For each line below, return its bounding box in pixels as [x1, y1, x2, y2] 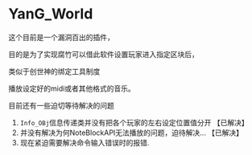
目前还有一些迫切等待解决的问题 [8, 100, 114, 110]
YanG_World [8, 5, 93, 23]
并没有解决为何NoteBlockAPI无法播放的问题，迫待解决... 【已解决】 [19, 128, 244, 137]
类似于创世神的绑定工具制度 [8, 66, 101, 76]
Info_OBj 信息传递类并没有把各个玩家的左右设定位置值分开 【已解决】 [19, 117, 250, 127]
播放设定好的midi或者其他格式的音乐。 [8, 84, 135, 93]
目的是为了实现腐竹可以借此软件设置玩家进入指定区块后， [8, 49, 199, 59]
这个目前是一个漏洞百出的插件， [8, 32, 114, 42]
